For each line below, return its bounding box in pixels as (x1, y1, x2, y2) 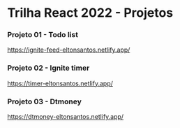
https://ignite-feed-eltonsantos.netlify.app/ (7, 45, 130, 54)
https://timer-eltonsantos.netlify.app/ (7, 79, 114, 87)
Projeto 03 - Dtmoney (7, 97, 82, 106)
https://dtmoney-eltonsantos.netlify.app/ (7, 113, 124, 121)
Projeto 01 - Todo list (7, 30, 79, 40)
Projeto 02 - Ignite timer (7, 63, 90, 73)
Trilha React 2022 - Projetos (7, 5, 174, 21)
